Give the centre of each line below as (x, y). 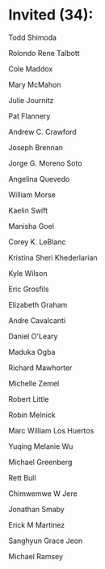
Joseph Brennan (36, 147)
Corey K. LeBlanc (37, 242)
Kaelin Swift (28, 210)
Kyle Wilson (28, 273)
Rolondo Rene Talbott (44, 53)
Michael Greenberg (40, 462)
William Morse (32, 194)
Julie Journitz (31, 100)
